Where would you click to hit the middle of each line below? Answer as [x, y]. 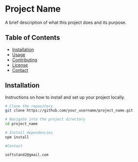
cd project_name [21, 124]
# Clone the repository [29, 106]
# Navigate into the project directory [45, 119]
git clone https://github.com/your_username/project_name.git [69, 110]
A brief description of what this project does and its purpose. [66, 22]
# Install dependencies [29, 133]
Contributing [24, 60]
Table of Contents [33, 38]
